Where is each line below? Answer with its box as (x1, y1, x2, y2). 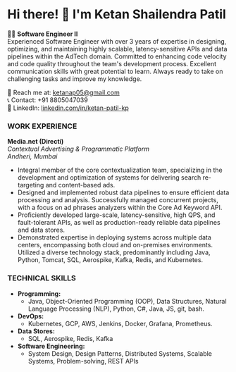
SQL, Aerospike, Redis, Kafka (27, 334, 113, 342)
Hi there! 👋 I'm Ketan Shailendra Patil (7, 6, 227, 23)
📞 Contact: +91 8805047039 (7, 95, 88, 104)
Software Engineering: (17, 342, 86, 350)
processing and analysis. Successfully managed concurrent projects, (17, 196, 218, 204)
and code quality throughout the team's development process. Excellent (7, 59, 217, 68)
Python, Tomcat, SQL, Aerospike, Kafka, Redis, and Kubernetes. (17, 256, 203, 264)
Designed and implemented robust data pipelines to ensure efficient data (17, 188, 230, 197)
